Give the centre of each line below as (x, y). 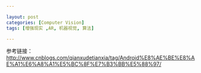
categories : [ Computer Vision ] (45, 22)
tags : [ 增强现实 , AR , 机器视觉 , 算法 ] (50, 28)
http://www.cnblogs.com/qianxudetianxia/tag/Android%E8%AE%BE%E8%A (100, 58)
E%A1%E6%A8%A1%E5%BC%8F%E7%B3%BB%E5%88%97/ (84, 64)
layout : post (22, 17)
